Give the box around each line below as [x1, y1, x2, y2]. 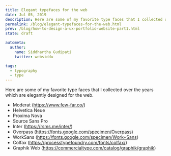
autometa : [5, 40, 26, 46]
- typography [10, 68, 38, 73]
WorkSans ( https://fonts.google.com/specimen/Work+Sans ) [12, 134, 139, 140]
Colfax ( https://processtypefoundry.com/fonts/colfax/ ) [12, 140, 127, 146]
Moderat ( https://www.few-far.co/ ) [12, 102, 85, 108]
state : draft [5, 31, 33, 36]
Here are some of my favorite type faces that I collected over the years [5, 87, 154, 93]
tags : [5, 63, 17, 68]
